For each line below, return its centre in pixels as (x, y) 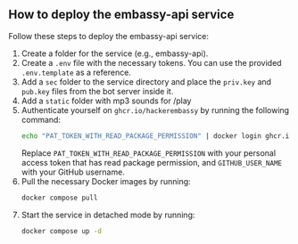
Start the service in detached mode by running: (108, 215)
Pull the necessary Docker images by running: (106, 181)
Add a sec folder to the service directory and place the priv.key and (146, 81)
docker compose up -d (61, 231)
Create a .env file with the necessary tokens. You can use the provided (151, 62)
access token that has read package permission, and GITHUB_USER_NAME (152, 162)
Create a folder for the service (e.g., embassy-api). (115, 53)
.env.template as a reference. (76, 72)
